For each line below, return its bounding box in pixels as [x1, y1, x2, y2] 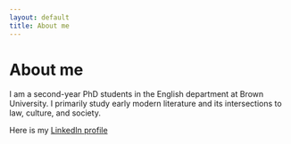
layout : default [9, 12, 70, 22]
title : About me [9, 21, 70, 30]
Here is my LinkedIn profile [9, 125, 109, 136]
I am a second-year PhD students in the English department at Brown [9, 89, 264, 100]
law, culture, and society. [9, 108, 101, 118]
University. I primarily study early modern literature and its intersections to [9, 99, 283, 109]
